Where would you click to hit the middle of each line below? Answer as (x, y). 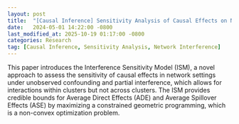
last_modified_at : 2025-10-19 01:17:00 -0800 (76, 34)
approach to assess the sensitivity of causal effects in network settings (112, 75)
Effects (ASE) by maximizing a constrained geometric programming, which (117, 105)
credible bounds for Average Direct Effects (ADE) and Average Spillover (112, 98)
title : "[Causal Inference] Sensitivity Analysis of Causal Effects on (117, 21)
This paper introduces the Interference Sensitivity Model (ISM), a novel (111, 67)
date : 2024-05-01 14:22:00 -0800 (60, 27)
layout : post (27, 14)
